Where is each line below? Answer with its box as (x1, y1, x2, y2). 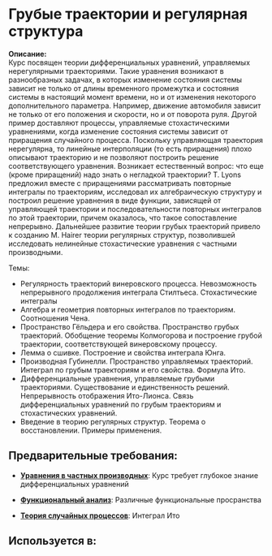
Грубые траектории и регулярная (8, 5, 248, 24)
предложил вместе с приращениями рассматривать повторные (8, 178, 231, 187)
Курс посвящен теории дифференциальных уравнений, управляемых (8, 58, 250, 67)
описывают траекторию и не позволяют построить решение (8, 152, 219, 162)
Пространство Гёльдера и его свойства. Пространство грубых (19, 321, 240, 331)
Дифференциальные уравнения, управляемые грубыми (19, 373, 215, 383)
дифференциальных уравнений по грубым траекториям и (19, 399, 222, 409)
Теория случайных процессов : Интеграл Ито (19, 511, 180, 520)
